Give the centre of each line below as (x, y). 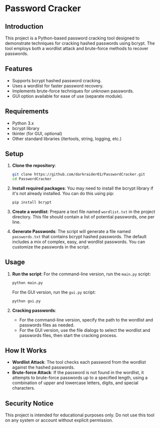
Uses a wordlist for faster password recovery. (58, 86)
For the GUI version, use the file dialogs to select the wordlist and (85, 330)
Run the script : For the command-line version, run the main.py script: (81, 274)
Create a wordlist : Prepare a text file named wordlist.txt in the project (84, 212)
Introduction (24, 27)
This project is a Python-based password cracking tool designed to (72, 38)
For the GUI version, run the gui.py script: (54, 292)
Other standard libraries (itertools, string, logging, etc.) (67, 139)
